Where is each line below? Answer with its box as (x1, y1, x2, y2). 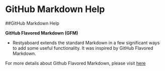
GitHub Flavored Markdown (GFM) (5, 30, 78, 36)
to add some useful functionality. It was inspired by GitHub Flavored (12, 45, 153, 51)
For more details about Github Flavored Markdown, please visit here (5, 60, 146, 66)
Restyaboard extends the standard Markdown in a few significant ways (12, 39, 160, 46)
